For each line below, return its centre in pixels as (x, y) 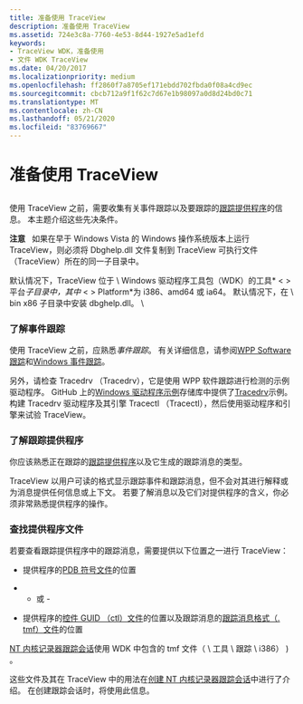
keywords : (28, 43)
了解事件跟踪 (38, 329)
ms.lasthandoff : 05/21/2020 (62, 119)
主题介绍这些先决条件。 (79, 219)
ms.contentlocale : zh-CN (56, 111)
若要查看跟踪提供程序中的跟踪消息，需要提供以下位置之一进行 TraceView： (149, 551)
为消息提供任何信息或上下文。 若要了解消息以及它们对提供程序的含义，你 (145, 492)
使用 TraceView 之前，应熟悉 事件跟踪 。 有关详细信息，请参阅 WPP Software (151, 350)
